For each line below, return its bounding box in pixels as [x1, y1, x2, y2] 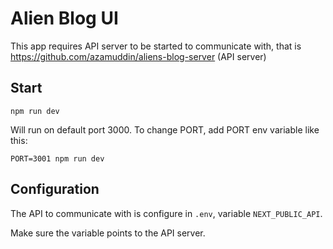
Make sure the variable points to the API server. [10, 227, 206, 239]
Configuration [10, 181, 100, 198]
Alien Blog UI [10, 7, 119, 30]
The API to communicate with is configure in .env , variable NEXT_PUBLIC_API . [10, 207, 323, 219]
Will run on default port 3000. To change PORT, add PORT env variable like [10, 123, 320, 136]
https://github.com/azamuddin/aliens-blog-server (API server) [10, 50, 267, 62]
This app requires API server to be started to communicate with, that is [10, 40, 302, 52]
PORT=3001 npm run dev [10, 153, 105, 164]
